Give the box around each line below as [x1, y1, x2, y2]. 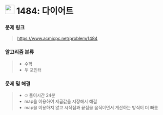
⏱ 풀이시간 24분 [24, 92, 56, 98]
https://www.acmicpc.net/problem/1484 [17, 36, 98, 42]
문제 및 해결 [5, 80, 31, 87]
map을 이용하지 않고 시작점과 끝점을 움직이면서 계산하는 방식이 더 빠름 [24, 105, 159, 111]
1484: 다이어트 [16, 5, 74, 17]
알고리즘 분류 [5, 48, 34, 55]
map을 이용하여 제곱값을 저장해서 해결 [24, 98, 98, 104]
